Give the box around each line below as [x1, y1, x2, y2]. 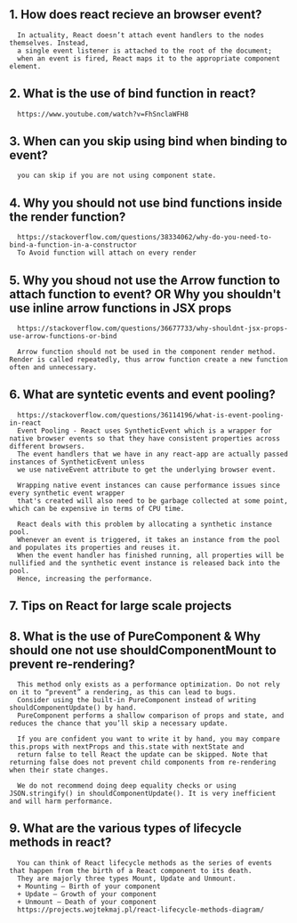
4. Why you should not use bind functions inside [9, 195, 283, 210]
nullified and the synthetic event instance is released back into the [9, 558, 280, 568]
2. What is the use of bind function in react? [9, 86, 256, 101]
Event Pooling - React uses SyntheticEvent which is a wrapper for [17, 426, 273, 435]
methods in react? [9, 835, 112, 850]
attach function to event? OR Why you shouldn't [9, 287, 282, 302]
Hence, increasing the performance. [17, 574, 153, 583]
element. [9, 61, 42, 70]
